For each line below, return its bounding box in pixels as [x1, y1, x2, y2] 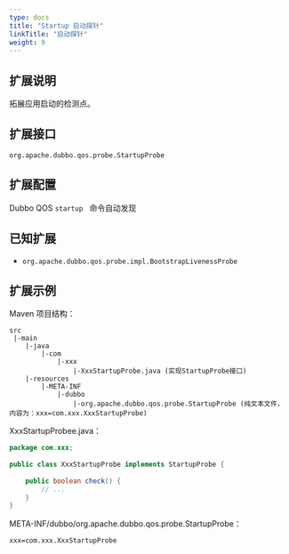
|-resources [25, 374, 69, 383]
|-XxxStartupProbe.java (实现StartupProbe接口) [72, 366, 247, 376]
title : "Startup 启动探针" [9, 21, 104, 30]
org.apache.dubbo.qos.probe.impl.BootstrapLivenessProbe [21, 257, 238, 266]
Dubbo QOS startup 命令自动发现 [9, 202, 137, 213]
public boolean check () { [25, 477, 122, 486]
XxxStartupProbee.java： [9, 426, 102, 437]
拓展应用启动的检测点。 [9, 99, 95, 109]
